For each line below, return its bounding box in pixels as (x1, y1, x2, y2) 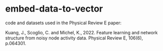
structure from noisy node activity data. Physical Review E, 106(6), (5, 35, 143, 41)
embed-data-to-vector (5, 3, 103, 15)
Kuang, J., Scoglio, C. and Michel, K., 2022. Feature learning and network (5, 29, 158, 35)
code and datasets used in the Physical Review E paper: (5, 20, 122, 26)
